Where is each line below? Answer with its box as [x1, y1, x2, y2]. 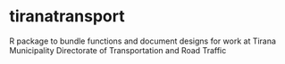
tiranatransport [9, 6, 125, 27]
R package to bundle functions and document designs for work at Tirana [9, 36, 277, 46]
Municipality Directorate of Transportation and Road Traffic [9, 44, 227, 55]
